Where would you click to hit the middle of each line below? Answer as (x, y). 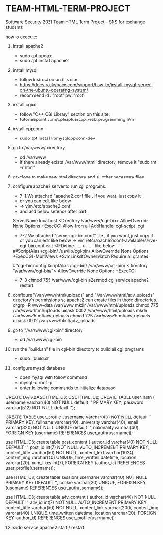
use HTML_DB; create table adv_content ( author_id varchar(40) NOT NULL (81, 497)
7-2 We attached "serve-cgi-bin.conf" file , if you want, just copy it (86, 235)
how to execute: (22, 37)
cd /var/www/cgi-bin (41, 339)
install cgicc (24, 104)
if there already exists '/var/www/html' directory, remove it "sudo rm (88, 162)
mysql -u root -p (36, 382)
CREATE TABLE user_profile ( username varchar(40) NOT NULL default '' (79, 417)
